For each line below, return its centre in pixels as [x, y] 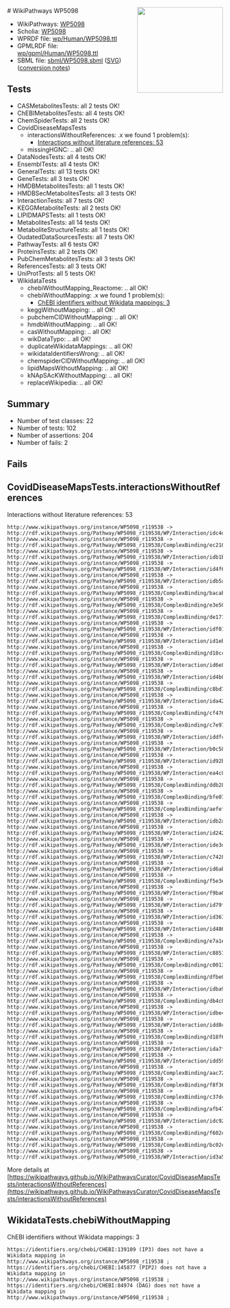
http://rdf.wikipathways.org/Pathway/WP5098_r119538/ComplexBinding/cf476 [116, 713]
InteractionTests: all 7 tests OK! [61, 200]
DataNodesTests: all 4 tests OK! [62, 156]
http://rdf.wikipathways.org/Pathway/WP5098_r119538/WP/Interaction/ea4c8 [116, 773]
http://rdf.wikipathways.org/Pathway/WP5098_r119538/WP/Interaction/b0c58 [116, 749]
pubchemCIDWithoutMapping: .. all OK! [82, 317]
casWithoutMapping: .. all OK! [69, 331]
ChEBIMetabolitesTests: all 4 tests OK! [71, 113]
